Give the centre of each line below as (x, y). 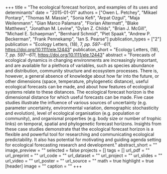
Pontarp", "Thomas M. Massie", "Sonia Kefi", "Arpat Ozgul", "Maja (73, 18)
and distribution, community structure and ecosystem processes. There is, (82, 71)
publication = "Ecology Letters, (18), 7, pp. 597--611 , (58, 44)
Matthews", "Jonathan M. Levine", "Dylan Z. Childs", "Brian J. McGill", (76, 28)
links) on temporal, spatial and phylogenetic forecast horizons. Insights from (83, 124)
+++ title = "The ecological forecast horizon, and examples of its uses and (82, 7)
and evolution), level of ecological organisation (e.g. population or (73, 113)
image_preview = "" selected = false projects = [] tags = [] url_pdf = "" (78, 150)
